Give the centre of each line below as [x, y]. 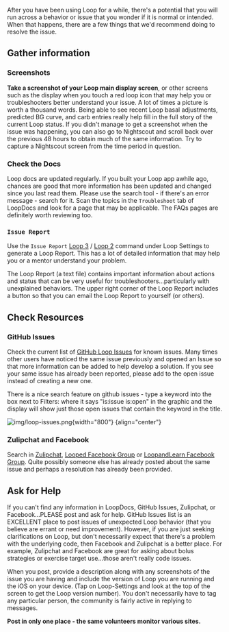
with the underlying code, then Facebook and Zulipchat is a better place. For [114, 544]
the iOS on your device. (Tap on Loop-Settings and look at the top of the [109, 586]
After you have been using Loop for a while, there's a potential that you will [112, 10]
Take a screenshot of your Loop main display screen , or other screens [108, 88]
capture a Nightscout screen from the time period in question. [94, 146]
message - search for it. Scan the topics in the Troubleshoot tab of [100, 200]
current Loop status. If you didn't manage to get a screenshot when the [108, 124]
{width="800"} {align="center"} [117, 422]
